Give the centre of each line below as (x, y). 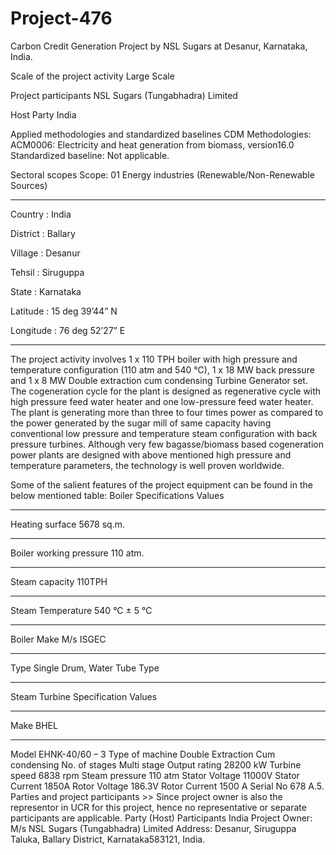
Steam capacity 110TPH (59, 581)
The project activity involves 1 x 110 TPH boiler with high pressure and (154, 359)
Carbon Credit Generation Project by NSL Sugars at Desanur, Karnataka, (159, 46)
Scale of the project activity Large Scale (92, 76)
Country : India (41, 214)
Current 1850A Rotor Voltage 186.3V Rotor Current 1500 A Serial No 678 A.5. (167, 786)
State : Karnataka (46, 291)
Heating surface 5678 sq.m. (68, 524)
